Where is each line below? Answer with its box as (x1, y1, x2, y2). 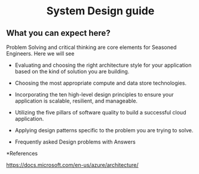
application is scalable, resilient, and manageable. (14, 97, 138, 104)
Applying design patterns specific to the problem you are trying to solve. (14, 127, 194, 133)
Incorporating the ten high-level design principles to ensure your (14, 91, 174, 98)
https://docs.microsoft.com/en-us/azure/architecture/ (6, 161, 139, 168)
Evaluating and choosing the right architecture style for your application (14, 61, 192, 69)
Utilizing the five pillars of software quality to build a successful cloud (14, 109, 186, 116)
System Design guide (46, 4, 155, 18)
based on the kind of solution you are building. (14, 68, 130, 75)
